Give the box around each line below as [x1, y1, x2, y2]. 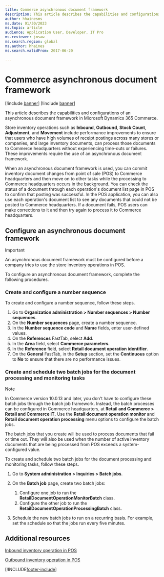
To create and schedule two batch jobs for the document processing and [5, 456, 152, 462]
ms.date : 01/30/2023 [5, 21, 47, 26]
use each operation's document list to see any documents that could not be [5, 197, 157, 202]
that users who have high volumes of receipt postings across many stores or [5, 135, 159, 141]
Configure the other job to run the [19, 500, 87, 506]
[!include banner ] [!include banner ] [5, 100, 76, 106]
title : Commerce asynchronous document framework [5, 7, 108, 12]
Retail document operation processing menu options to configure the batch [5, 416, 159, 422]
